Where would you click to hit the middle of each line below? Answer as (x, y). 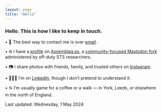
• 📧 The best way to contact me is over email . (51, 42)
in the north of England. (29, 95)
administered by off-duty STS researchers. (48, 57)
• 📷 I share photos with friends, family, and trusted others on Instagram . (78, 67)
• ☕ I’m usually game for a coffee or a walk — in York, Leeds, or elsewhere (81, 88)
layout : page (18, 10)
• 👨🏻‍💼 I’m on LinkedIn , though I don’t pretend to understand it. (68, 78)
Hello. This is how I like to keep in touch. (54, 31)
